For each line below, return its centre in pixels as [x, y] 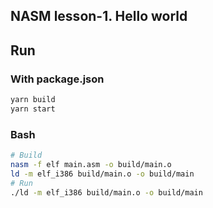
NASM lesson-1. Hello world [99, 16]
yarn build [33, 100]
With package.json [57, 79]
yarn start [33, 109]
